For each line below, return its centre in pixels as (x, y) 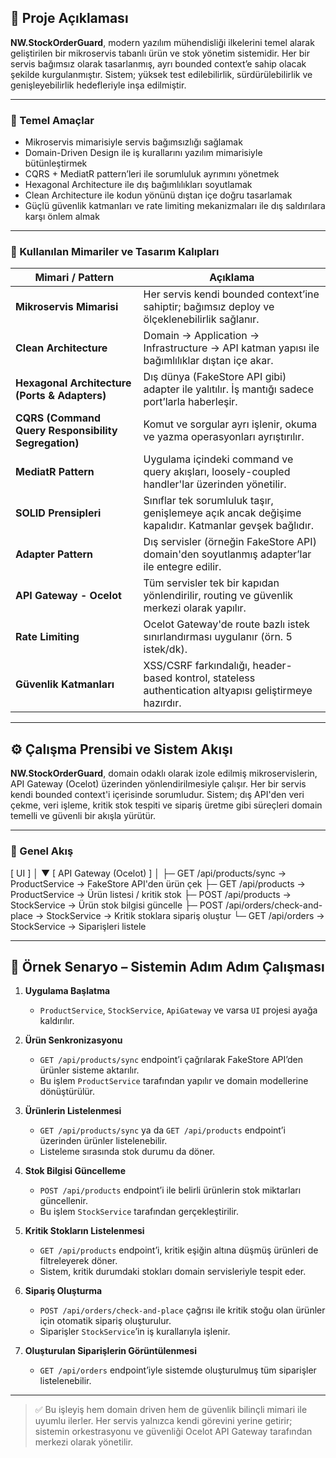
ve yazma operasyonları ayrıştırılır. (224, 437)
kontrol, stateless (215, 678)
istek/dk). (165, 649)
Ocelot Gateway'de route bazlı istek (226, 624)
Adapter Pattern (54, 554)
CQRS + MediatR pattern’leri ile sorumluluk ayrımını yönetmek (152, 174)
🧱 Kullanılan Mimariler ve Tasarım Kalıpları (115, 252)
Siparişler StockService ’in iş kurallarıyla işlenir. (135, 1332)
